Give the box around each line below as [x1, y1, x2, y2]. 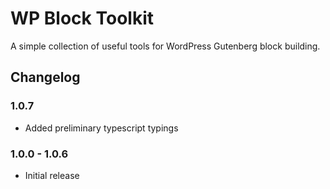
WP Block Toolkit [10, 7, 154, 30]
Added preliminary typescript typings [24, 122, 179, 134]
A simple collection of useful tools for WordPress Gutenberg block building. [10, 40, 321, 52]
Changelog [10, 69, 81, 86]
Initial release [24, 169, 80, 181]
